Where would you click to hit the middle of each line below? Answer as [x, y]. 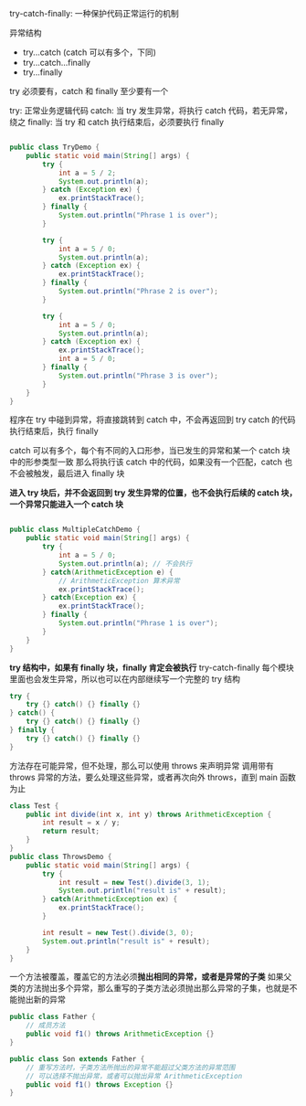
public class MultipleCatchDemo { [75, 530]
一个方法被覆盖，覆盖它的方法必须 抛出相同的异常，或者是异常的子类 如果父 [151, 977]
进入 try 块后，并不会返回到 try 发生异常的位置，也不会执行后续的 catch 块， [153, 493]
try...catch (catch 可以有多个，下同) [90, 52]
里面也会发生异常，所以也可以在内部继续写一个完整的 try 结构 [125, 678]
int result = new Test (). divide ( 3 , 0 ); [118, 932]
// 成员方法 [46, 1026]
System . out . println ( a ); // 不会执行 [125, 564]
